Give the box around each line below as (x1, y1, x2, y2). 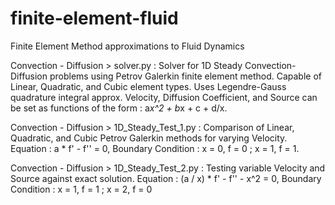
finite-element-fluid (10, 7, 179, 30)
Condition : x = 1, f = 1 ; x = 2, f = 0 (10, 183, 153, 195)
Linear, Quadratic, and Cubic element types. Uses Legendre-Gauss (10, 80, 287, 92)
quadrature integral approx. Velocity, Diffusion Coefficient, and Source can (10, 91, 318, 103)
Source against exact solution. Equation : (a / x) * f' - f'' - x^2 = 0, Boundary (10, 172, 322, 184)
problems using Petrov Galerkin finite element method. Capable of (49, 70, 322, 82)
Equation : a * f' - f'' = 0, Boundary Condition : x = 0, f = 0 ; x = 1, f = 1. (10, 142, 300, 154)
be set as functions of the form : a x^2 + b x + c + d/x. (10, 102, 228, 114)
